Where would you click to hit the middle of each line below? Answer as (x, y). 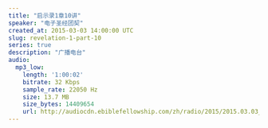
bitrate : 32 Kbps (51, 82)
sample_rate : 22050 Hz (60, 89)
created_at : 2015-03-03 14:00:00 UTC (71, 30)
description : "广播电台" (47, 52)
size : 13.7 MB (46, 97)
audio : (19, 60)
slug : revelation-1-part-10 (55, 38)
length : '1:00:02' (53, 75)
